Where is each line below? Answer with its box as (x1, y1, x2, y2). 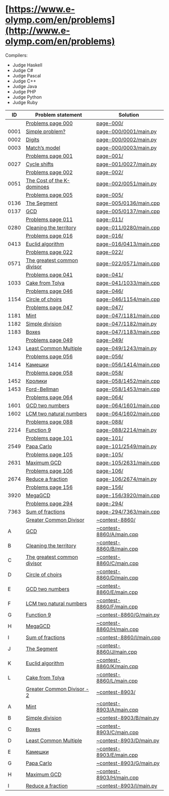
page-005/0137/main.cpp (96, 208, 160, 215)
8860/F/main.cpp (96, 603, 138, 610)
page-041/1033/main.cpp (96, 279, 160, 286)
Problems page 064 (26, 394, 73, 401)
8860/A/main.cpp (96, 530, 139, 538)
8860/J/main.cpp (96, 648, 137, 655)
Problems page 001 (26, 152, 73, 159)
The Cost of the (26, 177, 63, 184)
